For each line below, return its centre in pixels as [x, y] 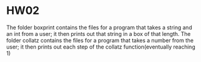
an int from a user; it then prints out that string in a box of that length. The [98, 33]
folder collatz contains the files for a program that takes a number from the [100, 40]
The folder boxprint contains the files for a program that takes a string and [99, 27]
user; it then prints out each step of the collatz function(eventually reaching [101, 47]
